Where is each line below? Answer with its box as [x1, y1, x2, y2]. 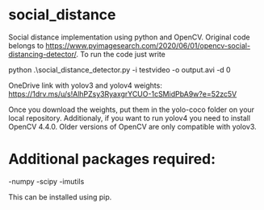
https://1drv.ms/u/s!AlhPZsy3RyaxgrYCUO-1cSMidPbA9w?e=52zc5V [8, 89, 237, 98]
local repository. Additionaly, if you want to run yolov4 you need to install [8, 113, 251, 122]
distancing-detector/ [8, 49, 77, 59]
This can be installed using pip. [8, 191, 112, 202]
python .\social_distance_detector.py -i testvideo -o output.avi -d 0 [8, 64, 232, 74]
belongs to [8, 40, 44, 50]
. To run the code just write [76, 49, 166, 59]
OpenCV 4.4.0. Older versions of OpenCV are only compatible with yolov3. [8, 121, 257, 131]
